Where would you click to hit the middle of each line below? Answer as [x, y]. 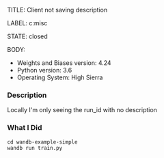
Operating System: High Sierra [60, 77]
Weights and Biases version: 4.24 [64, 63]
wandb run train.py [35, 148]
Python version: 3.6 [44, 70]
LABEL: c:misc [27, 23]
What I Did [25, 128]
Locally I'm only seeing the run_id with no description [82, 110]
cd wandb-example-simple [42, 142]
